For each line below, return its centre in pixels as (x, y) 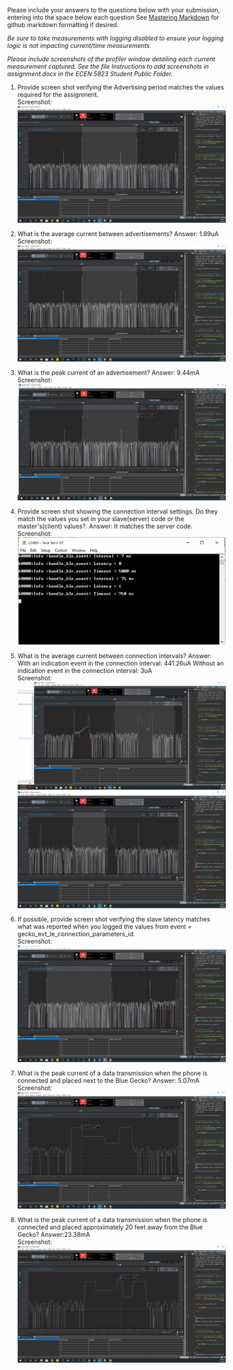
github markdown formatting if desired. (63, 25)
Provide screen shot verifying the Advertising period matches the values (120, 87)
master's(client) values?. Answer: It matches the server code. (105, 526)
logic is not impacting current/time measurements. (79, 45)
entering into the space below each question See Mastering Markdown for (113, 17)
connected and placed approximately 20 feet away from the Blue (110, 1227)
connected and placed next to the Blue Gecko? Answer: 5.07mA (108, 1080)
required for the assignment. (58, 94)
